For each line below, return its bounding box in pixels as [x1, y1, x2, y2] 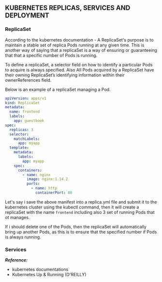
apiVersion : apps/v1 [5, 96, 47, 101]
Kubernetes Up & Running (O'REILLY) [12, 272, 87, 278]
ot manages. [5, 214, 30, 220]
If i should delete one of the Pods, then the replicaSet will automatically [5, 223, 147, 229]
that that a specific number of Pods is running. [5, 52, 98, 58]
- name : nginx [22, 172, 51, 177]
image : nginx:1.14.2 [26, 177, 68, 182]
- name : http [30, 186, 57, 191]
